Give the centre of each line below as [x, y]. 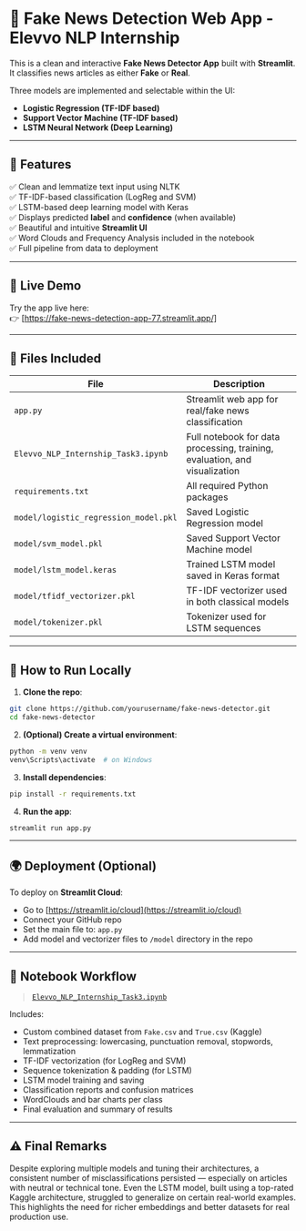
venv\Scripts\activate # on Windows [81, 759]
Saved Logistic [218, 512]
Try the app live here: [49, 308]
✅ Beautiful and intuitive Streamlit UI [78, 228]
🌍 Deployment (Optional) [83, 865]
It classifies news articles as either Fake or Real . [100, 73]
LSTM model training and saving [83, 1080]
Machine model [219, 550]
